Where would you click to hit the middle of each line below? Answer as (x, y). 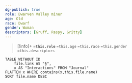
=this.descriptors (36, 51)
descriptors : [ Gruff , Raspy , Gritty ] (44, 32)
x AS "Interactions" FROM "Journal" (52, 68)
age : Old (14, 19)
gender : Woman (20, 28)
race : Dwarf (17, 23)
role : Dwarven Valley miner (34, 14)
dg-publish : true (23, 10)
